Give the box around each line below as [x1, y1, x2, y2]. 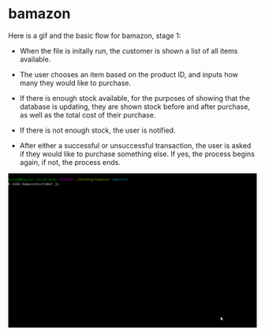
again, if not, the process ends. [19, 157, 121, 166]
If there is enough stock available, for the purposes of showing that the [19, 93, 251, 103]
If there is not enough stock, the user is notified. [19, 125, 176, 135]
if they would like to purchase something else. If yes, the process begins [19, 149, 255, 159]
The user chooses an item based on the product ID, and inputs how [19, 69, 239, 79]
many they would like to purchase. [19, 78, 132, 88]
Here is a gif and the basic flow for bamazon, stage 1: [8, 31, 181, 40]
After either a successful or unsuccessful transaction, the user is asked [19, 140, 252, 150]
